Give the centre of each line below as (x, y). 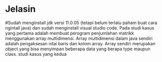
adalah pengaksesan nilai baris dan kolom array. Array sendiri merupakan (80, 43)
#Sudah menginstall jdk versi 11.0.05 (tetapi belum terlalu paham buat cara (81, 23)
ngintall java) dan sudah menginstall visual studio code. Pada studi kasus (80, 28)
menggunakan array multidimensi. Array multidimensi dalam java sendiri (79, 38)
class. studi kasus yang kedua (36, 54)
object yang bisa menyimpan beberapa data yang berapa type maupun (78, 49)
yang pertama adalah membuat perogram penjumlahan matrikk (70, 33)
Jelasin (20, 9)
